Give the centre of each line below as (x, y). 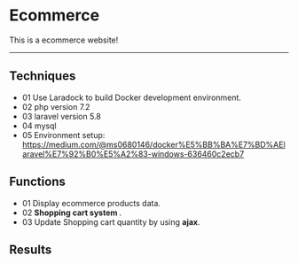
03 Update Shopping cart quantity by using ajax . (111, 221)
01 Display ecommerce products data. (91, 203)
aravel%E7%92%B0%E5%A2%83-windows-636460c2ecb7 (133, 154)
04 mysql (39, 126)
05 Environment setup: (63, 135)
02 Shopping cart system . (72, 213)
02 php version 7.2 (56, 106)
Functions (38, 182)
